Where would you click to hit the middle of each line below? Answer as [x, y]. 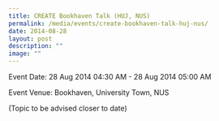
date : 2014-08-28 [38, 31]
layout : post [30, 39]
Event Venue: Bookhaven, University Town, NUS [89, 93]
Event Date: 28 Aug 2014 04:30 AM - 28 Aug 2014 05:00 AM [110, 77]
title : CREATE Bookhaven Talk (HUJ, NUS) [79, 16]
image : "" [25, 54]
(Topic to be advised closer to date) [68, 108]
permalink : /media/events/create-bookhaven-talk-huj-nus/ [108, 24]
